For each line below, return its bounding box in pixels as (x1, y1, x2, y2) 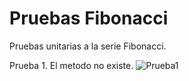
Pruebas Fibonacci (9, 7, 169, 30)
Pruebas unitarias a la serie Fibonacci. (9, 40, 167, 52)
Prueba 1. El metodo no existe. (9, 59, 134, 71)
